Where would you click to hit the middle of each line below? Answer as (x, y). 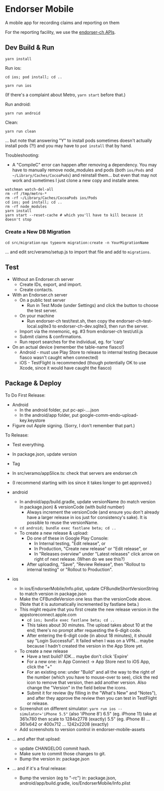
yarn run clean (21, 131)
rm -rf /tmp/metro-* (26, 193)
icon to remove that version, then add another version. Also (87, 682)
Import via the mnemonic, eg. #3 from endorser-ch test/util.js (81, 331)
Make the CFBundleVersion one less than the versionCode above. (85, 599)
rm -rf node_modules (26, 206)
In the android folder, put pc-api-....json (59, 410)
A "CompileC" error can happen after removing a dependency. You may (84, 164)
